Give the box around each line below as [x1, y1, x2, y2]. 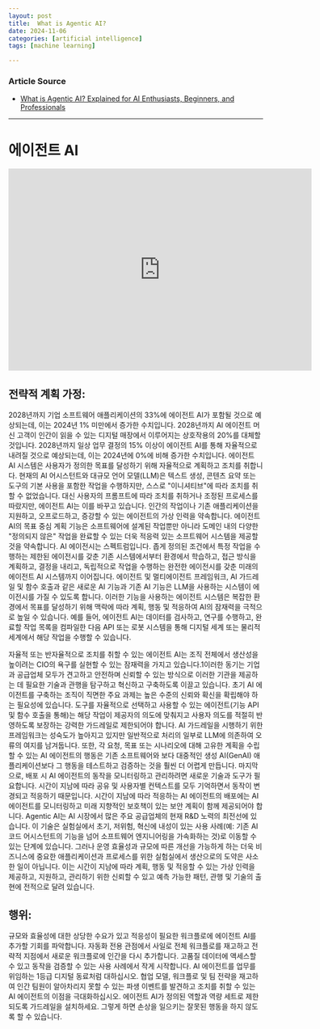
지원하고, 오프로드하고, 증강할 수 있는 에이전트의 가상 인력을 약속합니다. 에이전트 [8, 511, 261, 521]
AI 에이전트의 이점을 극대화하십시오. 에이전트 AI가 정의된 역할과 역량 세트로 [8, 991, 244, 1001]
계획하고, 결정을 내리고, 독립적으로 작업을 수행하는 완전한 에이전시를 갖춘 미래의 [8, 562, 259, 571]
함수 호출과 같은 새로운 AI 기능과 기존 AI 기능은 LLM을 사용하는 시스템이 [25, 582, 252, 592]
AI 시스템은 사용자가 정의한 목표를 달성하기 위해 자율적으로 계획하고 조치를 [8, 461, 242, 470]
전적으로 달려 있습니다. [23, 882, 95, 892]
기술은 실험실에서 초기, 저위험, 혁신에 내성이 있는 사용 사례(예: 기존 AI [40, 821, 259, 831]
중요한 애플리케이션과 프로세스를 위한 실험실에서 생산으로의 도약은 [36, 852, 244, 862]
